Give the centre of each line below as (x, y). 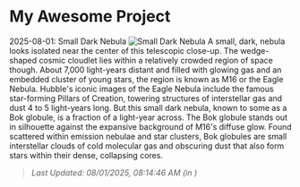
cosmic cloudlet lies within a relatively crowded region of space (156, 60)
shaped (23, 60)
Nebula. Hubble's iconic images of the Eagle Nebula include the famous (142, 89)
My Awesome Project (90, 17)
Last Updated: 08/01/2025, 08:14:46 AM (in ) (114, 173)
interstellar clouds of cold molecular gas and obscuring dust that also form (147, 146)
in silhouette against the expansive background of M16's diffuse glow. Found (151, 126)
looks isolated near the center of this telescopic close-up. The (124, 50)
